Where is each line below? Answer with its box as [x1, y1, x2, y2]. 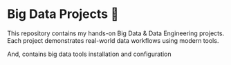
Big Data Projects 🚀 [7, 6, 119, 22]
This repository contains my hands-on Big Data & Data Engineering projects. [7, 29, 225, 37]
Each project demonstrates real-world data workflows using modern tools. [7, 36, 219, 44]
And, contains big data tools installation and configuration [7, 50, 172, 58]
